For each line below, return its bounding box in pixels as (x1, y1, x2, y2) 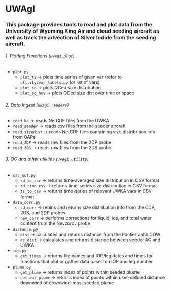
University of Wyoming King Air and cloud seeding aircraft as (5, 27, 160, 35)
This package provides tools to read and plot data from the (5, 21, 153, 28)
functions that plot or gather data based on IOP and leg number (20, 258, 153, 264)
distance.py (12, 227, 38, 232)
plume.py (12, 265, 31, 270)
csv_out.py (12, 173, 36, 178)
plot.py (12, 70, 29, 75)
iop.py (12, 248, 27, 253)
